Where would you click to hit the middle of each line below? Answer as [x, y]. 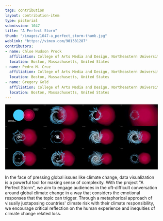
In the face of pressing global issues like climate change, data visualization [80, 177]
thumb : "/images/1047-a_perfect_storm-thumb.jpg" [56, 36]
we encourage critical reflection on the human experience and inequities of [80, 208]
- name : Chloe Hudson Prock [33, 51]
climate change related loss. [33, 213]
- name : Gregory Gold [27, 82]
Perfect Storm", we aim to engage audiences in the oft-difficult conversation [81, 187]
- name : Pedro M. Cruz [28, 67]
